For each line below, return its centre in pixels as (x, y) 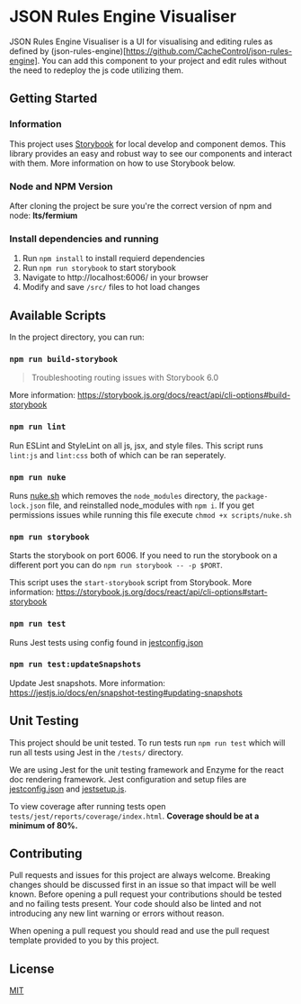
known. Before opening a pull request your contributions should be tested (146, 894)
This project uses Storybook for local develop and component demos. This (147, 144)
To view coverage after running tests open (88, 806)
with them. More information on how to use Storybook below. (123, 163)
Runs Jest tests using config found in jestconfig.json (106, 642)
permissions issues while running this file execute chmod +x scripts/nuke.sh (150, 514)
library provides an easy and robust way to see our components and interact (151, 153)
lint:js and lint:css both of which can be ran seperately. (118, 455)
